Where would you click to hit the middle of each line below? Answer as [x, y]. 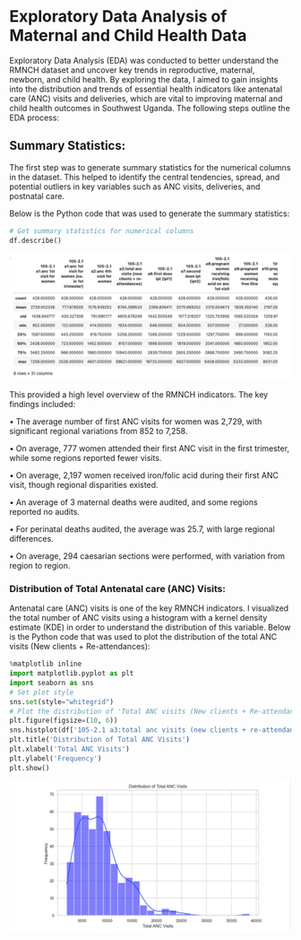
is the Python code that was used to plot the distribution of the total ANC [143, 637]
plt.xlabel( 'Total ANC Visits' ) [69, 749]
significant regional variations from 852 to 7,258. [99, 431]
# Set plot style [42, 692]
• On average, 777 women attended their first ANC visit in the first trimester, [149, 448]
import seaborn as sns [52, 683]
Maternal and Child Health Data [128, 35]
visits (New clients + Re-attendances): [80, 647]
